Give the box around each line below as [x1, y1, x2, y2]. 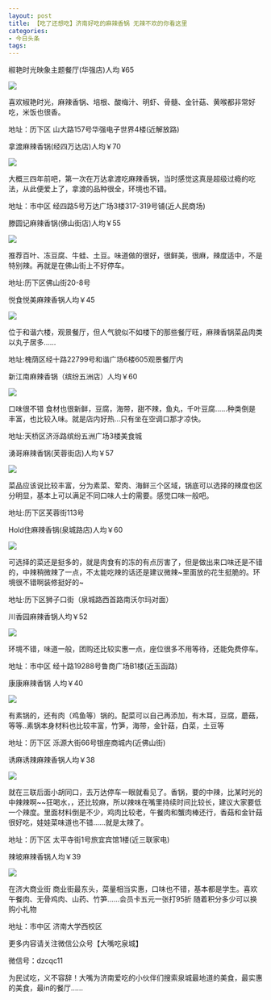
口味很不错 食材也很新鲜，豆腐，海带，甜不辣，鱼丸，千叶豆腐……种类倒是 [8, 404, 256, 414]
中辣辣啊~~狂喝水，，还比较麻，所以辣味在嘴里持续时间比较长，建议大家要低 [8, 797, 262, 807]
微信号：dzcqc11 [8, 956, 63, 965]
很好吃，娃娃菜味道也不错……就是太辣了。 [8, 818, 148, 827]
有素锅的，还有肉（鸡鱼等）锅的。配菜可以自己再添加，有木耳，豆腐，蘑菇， [8, 711, 263, 721]
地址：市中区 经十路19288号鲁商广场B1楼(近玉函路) [8, 661, 178, 671]
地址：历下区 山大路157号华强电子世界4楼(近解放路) [8, 124, 180, 134]
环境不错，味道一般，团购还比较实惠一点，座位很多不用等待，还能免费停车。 [8, 644, 263, 654]
